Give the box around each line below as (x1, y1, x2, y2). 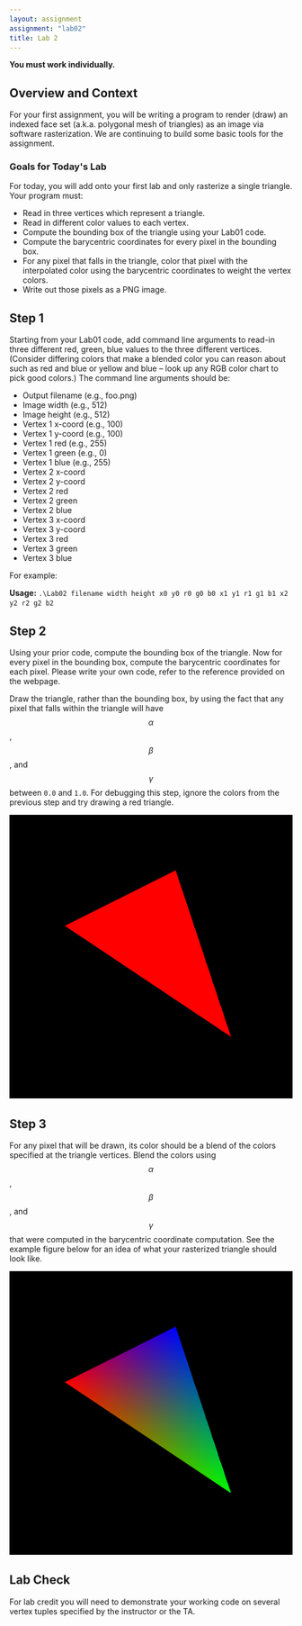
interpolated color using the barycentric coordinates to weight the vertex (22, 266, 292, 276)
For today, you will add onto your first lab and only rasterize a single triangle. (9, 181, 293, 192)
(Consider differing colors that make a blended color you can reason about (9, 354, 286, 365)
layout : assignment (9, 14, 83, 23)
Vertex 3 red (22, 534, 69, 545)
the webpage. (9, 676, 61, 687)
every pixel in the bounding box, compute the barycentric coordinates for (9, 657, 280, 668)
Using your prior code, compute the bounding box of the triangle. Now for (9, 647, 283, 658)
